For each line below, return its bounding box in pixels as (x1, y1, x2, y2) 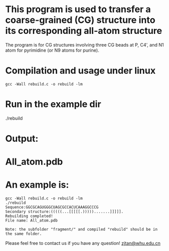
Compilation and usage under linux (5, 65, 156, 76)
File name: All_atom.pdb (5, 218, 58, 223)
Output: (5, 133, 39, 144)
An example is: (5, 179, 70, 191)
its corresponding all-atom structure (5, 25, 162, 36)
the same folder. (5, 231, 42, 236)
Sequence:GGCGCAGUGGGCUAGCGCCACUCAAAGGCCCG (5, 205, 99, 210)
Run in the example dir (5, 99, 102, 110)
